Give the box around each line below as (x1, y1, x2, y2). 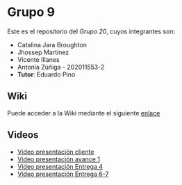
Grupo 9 (7, 4, 56, 20)
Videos (7, 129, 39, 141)
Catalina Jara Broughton (17, 40, 88, 49)
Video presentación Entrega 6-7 (17, 170, 109, 178)
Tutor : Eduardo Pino (17, 70, 76, 79)
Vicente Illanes (17, 55, 60, 63)
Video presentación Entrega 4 (17, 162, 103, 170)
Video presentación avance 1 (17, 154, 101, 163)
